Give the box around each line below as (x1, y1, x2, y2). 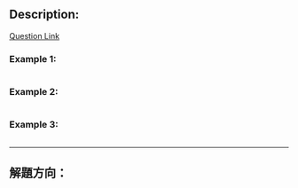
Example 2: (9, 86, 59, 98)
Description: (9, 7, 80, 22)
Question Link (9, 30, 60, 41)
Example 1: (9, 52, 57, 65)
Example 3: (9, 119, 59, 131)
